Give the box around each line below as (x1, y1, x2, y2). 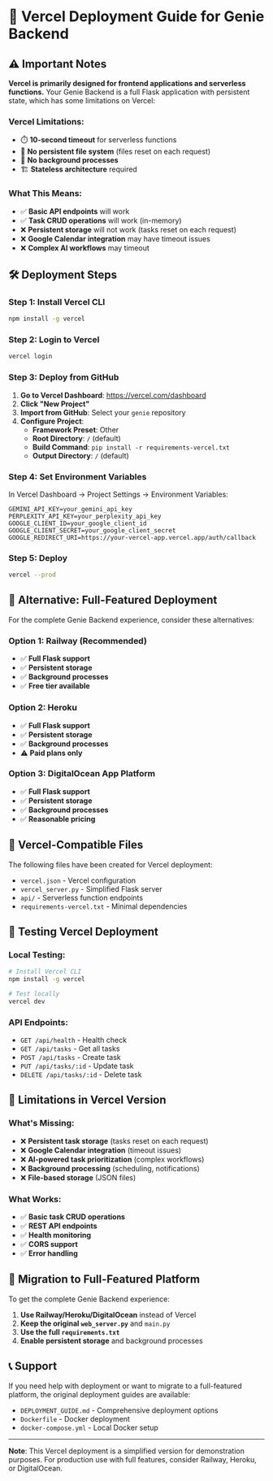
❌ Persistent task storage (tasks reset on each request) (19, 1136, 209, 1145)
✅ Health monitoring (19, 1231, 92, 1240)
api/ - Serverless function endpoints (19, 893, 144, 902)
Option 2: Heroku (8, 702, 78, 714)
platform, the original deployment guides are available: (8, 1389, 191, 1399)
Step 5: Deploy (8, 552, 67, 563)
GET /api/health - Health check (19, 1036, 128, 1045)
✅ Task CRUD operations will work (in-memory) (19, 215, 182, 225)
